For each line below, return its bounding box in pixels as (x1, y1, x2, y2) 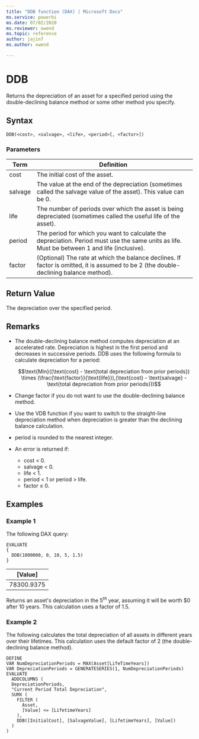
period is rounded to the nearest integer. (14, 434, 114, 441)
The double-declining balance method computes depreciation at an (14, 337, 179, 344)
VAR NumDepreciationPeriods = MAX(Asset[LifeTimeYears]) (6, 661, 150, 667)
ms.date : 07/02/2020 (6, 20, 57, 26)
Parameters (6, 145, 40, 153)
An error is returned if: (14, 445, 69, 452)
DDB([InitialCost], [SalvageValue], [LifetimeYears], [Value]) (17, 718, 176, 724)
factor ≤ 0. (23, 482, 50, 489)
